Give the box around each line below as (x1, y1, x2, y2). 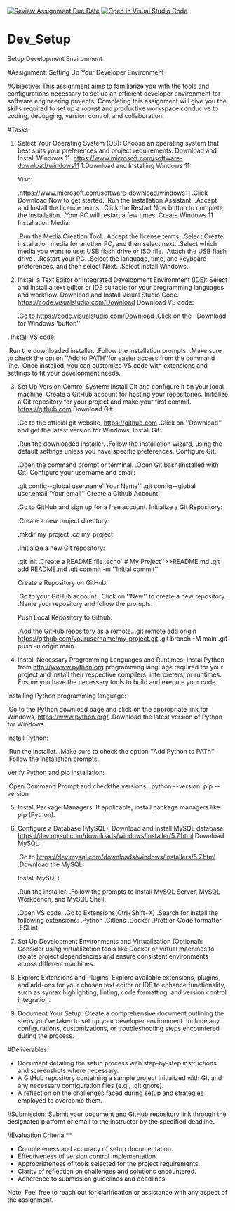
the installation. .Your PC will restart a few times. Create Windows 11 (17, 211, 214, 219)
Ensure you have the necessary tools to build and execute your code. (17, 677, 217, 686)
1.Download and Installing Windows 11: (80, 161, 192, 169)
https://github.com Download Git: (17, 404, 114, 413)
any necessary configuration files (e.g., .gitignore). (17, 1081, 164, 1089)
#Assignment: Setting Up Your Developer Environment (7, 68, 164, 77)
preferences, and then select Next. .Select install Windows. (17, 262, 189, 270)
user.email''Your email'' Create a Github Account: (17, 489, 160, 497)
